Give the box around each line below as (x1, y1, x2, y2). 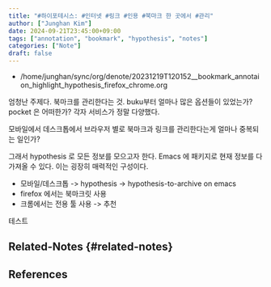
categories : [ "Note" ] (8, 42, 82, 50)
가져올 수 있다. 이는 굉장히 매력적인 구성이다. (8, 162, 149, 171)
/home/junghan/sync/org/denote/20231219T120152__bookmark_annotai (19, 72, 260, 81)
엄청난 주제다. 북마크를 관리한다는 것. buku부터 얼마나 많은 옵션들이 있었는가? (8, 97, 253, 106)
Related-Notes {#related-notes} (8, 240, 174, 254)
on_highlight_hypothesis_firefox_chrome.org (19, 80, 168, 90)
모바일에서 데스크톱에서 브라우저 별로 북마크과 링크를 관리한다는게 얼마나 (8, 125, 238, 133)
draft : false (8, 49, 53, 57)
